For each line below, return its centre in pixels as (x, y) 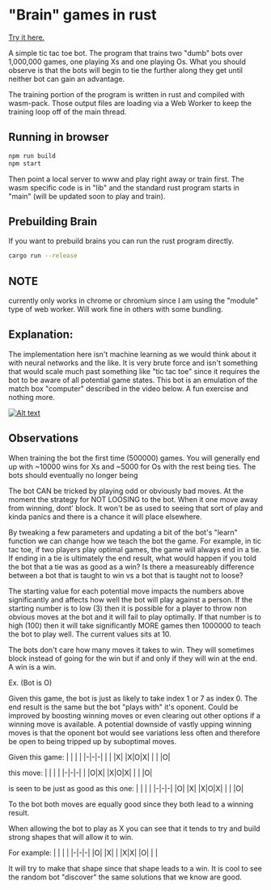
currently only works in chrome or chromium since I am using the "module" (133, 300)
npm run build (32, 155)
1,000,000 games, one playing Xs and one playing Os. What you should (127, 62)
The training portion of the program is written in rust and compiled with (127, 94)
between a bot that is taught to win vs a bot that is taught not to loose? (126, 575)
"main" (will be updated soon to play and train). (87, 196)
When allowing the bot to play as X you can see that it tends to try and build (134, 828)
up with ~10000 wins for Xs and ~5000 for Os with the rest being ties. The (132, 466)
